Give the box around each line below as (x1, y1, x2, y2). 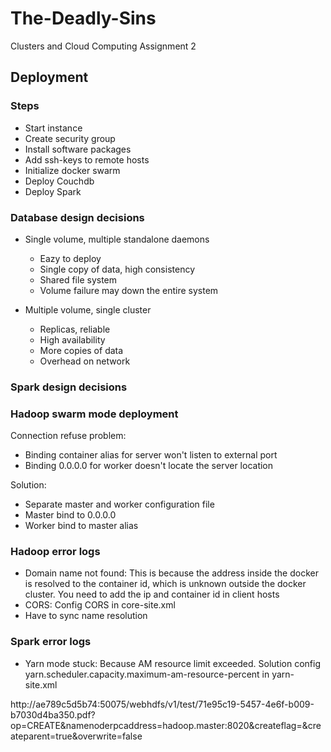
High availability (39, 333, 106, 346)
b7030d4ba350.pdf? (10, 708, 96, 721)
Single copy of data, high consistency (39, 263, 196, 275)
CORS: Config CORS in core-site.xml (24, 599, 176, 611)
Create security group (24, 132, 116, 144)
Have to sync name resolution (24, 610, 148, 622)
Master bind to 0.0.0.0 (24, 509, 117, 521)
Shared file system (39, 273, 118, 286)
